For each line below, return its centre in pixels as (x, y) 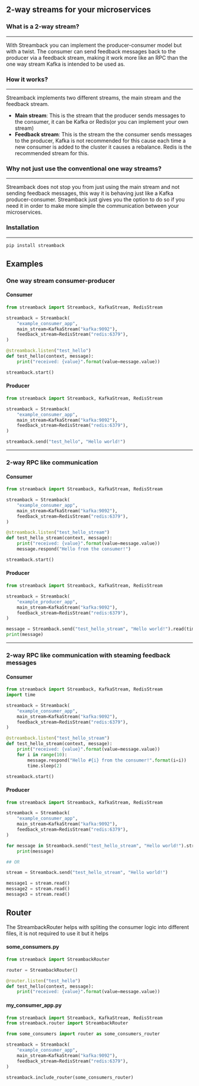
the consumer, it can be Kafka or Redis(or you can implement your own (101, 121)
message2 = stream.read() (38, 889)
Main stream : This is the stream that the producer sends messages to (100, 115)
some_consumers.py (33, 947)
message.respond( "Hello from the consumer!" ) (74, 549)
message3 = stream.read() (38, 894)
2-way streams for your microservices (78, 10)
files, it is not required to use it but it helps (57, 933)
